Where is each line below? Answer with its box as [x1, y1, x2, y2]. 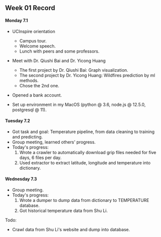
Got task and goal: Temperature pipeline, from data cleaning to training [12, 129, 155, 135]
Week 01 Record [5, 4, 55, 12]
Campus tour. [19, 38, 47, 43]
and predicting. [12, 134, 43, 139]
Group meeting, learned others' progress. [12, 139, 96, 145]
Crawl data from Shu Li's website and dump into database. [12, 227, 130, 232]
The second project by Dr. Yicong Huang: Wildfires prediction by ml [19, 72, 155, 78]
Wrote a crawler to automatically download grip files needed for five [19, 149, 157, 155]
